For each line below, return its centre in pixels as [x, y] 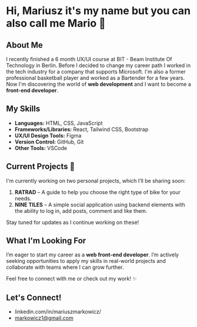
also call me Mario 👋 [56, 23]
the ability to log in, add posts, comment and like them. [81, 211]
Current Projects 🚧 [41, 167]
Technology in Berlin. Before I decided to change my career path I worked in [98, 65]
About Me [24, 45]
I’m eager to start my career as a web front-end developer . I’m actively [93, 255]
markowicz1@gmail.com [44, 318]
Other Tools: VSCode [41, 148]
